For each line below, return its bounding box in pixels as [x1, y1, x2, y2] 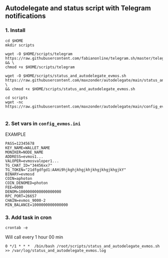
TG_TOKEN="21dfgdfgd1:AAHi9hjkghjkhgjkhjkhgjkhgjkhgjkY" [5, 167, 126, 172]
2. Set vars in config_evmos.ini [5, 120, 81, 127]
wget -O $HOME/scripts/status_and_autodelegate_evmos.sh [5, 73, 126, 78]
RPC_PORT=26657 [5, 193, 37, 198]
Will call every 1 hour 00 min [5, 234, 63, 240]
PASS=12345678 [5, 141, 35, 146]
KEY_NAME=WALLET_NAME [5, 145, 50, 150]
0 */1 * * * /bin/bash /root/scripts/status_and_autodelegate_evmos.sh [5, 244, 160, 249]
